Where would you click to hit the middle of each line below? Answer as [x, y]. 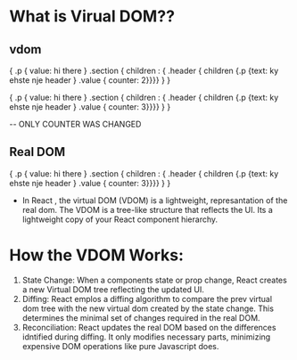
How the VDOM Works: [97, 255]
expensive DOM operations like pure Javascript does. [120, 346]
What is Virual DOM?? [92, 16]
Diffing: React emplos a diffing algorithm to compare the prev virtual [147, 299]
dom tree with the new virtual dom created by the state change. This [148, 308]
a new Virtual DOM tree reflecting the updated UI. [113, 289]
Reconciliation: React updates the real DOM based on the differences [149, 327]
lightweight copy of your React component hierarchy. [120, 219]
